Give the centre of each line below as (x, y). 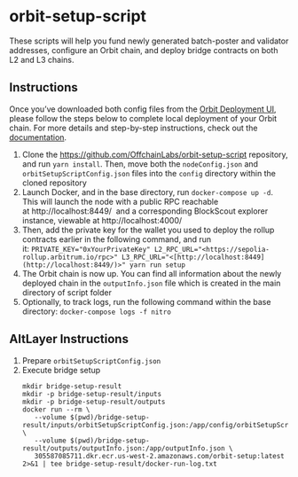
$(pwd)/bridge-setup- (110, 441)
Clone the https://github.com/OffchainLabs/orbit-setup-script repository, (155, 154)
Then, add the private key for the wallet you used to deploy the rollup (148, 230)
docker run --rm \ (56, 410)
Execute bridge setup (61, 370)
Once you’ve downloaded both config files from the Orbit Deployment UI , (143, 109)
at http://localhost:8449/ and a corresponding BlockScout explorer (145, 211)
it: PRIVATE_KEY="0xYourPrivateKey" (86, 248)
